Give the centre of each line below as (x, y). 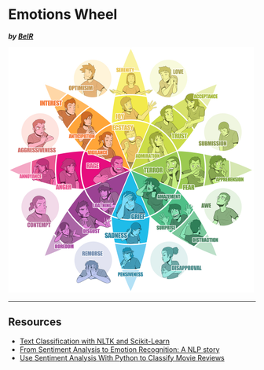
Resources (35, 322)
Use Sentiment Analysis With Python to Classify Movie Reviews (122, 357)
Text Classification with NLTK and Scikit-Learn (95, 341)
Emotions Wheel (63, 15)
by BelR (21, 36)
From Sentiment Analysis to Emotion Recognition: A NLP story (119, 349)
